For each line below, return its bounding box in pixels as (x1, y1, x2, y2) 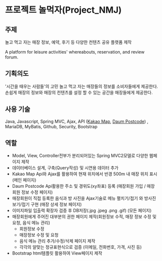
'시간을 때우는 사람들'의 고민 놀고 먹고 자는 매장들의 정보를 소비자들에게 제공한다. (5, 83, 158, 89)
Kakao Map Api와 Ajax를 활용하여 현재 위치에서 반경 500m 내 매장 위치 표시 (12, 171, 158, 177)
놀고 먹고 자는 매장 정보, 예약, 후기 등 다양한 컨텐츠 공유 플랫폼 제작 (5, 40, 132, 45)
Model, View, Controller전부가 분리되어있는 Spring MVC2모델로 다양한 (12, 153, 148, 159)
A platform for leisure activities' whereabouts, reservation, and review (5, 49, 145, 55)
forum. (5, 54, 18, 60)
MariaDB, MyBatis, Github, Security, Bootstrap (5, 123, 98, 129)
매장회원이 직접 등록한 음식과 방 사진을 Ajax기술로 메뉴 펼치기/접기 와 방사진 (12, 196, 157, 201)
